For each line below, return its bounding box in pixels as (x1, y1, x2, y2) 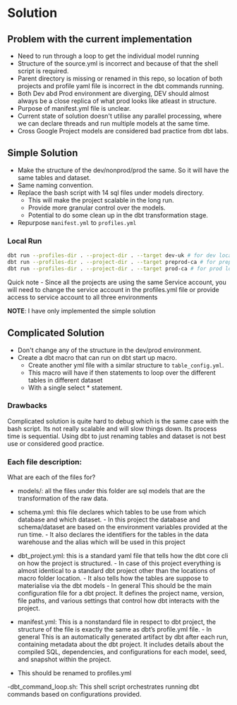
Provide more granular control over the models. (28, 203, 166, 212)
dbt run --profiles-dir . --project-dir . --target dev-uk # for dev (7, 252, 217, 259)
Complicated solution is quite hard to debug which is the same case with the (7, 416, 229, 425)
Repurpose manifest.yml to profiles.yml (17, 218, 137, 227)
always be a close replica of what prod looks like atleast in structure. (17, 97, 217, 105)
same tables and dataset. (17, 173, 92, 181)
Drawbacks (7, 401, 47, 411)
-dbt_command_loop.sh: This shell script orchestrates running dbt (7, 682, 200, 691)
